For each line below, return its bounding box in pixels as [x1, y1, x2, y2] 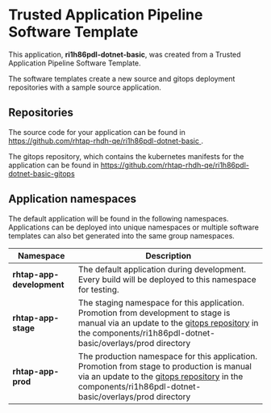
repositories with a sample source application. [8, 82, 161, 92]
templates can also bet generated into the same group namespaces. [8, 230, 236, 240]
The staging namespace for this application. [77, 297, 244, 308]
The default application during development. [77, 263, 247, 275]
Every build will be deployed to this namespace [77, 273, 256, 284]
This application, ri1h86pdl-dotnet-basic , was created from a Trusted [8, 49, 241, 59]
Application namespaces [8, 192, 137, 206]
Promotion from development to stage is [77, 307, 231, 318]
